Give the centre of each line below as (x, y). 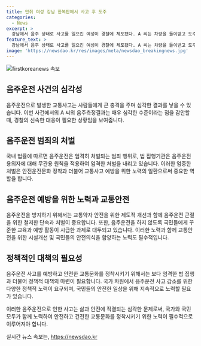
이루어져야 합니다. (27, 324)
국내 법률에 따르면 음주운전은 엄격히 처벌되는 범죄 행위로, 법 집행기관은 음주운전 (99, 156)
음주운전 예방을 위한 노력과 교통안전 (68, 199)
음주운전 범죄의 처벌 (41, 141)
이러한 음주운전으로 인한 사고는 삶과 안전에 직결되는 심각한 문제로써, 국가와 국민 (99, 309)
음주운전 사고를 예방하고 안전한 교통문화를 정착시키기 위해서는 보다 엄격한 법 (95, 274)
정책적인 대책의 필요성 (44, 258)
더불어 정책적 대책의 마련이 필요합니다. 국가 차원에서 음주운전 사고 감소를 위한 (103, 281)
